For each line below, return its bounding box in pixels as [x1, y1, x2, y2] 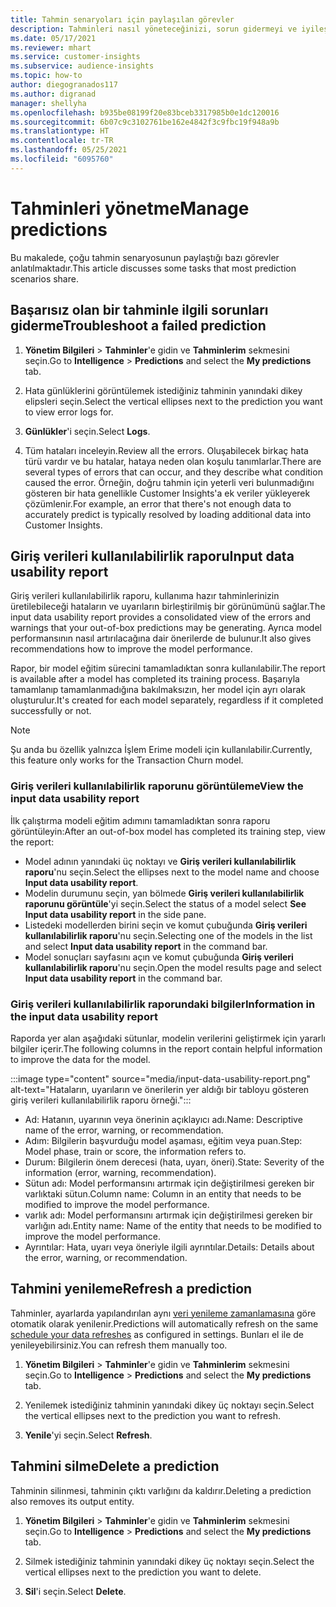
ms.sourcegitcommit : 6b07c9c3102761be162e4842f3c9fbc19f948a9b [10, 117, 280, 127]
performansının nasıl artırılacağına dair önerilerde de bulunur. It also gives [10, 632, 312, 645]
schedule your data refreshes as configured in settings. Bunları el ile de [10, 1328, 304, 1340]
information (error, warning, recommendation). [24, 1166, 217, 1178]
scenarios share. [10, 272, 79, 285]
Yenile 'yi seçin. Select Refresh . [24, 1429, 153, 1441]
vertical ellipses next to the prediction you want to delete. [24, 1566, 262, 1578]
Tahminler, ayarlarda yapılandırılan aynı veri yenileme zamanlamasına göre [10, 1307, 317, 1319]
